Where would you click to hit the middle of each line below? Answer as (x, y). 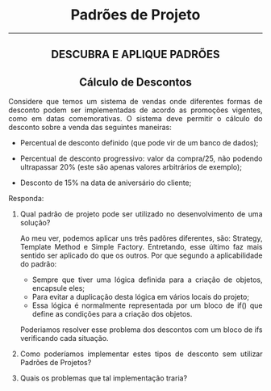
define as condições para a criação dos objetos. (112, 314)
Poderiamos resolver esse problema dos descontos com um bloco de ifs (141, 330)
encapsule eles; (58, 288)
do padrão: (38, 264)
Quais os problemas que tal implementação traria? (104, 378)
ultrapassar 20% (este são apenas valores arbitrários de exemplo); (131, 167)
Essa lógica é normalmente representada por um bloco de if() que (147, 305)
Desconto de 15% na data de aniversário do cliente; (106, 183)
